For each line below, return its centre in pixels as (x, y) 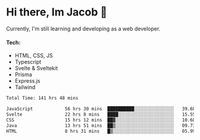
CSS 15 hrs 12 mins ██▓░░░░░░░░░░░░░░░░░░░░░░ (90, 120)
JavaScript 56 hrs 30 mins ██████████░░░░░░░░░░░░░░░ (90, 109)
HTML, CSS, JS (34, 55)
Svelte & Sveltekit (36, 69)
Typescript (28, 62)
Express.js (27, 81)
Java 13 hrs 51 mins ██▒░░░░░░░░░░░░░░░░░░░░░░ (90, 125)
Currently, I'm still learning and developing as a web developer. (83, 29)
